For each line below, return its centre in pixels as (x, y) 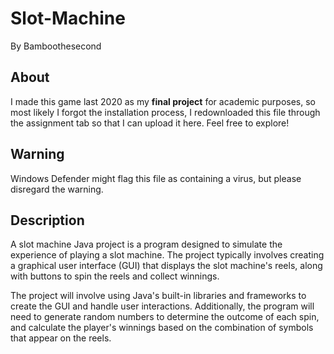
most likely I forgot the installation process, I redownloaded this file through (165, 112)
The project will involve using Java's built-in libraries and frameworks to (158, 296)
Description (47, 220)
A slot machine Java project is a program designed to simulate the (146, 244)
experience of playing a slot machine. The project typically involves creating (167, 255)
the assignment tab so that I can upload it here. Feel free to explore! (150, 123)
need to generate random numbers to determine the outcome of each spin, (165, 317)
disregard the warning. (57, 189)
